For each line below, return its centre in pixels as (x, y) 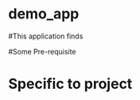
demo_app (44, 14)
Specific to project (70, 84)
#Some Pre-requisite (43, 51)
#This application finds (46, 36)
